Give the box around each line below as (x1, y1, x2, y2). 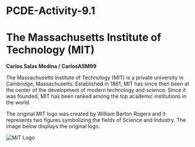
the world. (6, 99, 31, 106)
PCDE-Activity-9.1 (6, 4, 95, 18)
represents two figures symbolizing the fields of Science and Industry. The (6, 117, 186, 124)
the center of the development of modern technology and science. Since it (6, 87, 186, 94)
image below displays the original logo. (6, 123, 101, 130)
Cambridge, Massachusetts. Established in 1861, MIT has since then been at (6, 80, 189, 87)
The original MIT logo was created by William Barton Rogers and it (6, 110, 166, 118)
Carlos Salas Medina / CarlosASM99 (6, 63, 97, 70)
